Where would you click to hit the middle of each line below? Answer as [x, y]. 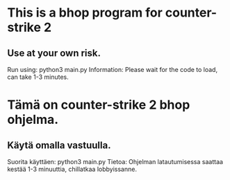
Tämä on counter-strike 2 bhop [99, 105]
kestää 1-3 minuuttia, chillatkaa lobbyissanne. [72, 169]
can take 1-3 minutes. [38, 77]
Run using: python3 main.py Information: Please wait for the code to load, [112, 70]
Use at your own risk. [54, 53]
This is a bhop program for [85, 13]
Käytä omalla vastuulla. [59, 145]
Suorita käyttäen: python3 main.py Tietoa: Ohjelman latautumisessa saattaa [115, 162]
